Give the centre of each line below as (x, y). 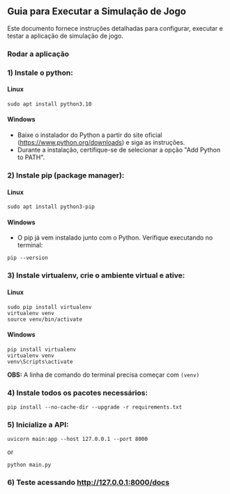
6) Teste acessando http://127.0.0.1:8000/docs (88, 483)
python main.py (29, 465)
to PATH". (31, 157)
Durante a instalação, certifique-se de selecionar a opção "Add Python (119, 150)
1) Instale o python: (40, 73)
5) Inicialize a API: (38, 424)
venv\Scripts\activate (40, 362)
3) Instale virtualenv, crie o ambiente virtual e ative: (96, 275)
